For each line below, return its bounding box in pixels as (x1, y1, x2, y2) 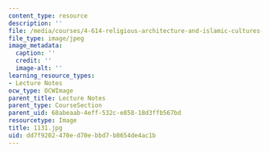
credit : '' (15, 57, 52, 65)
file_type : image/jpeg (8, 34, 84, 43)
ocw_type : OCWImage (8, 86, 74, 95)
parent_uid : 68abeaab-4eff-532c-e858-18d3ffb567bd (8, 109, 182, 117)
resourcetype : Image (8, 117, 78, 125)
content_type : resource (8, 11, 88, 20)
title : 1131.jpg (8, 124, 63, 132)
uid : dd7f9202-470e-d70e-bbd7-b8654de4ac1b (8, 131, 157, 139)
